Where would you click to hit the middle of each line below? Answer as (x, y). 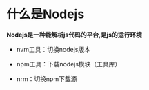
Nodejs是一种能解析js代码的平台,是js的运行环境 (74, 35)
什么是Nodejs (46, 14)
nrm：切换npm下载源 (47, 79)
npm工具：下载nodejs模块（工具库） (69, 64)
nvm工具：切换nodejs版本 (53, 49)
